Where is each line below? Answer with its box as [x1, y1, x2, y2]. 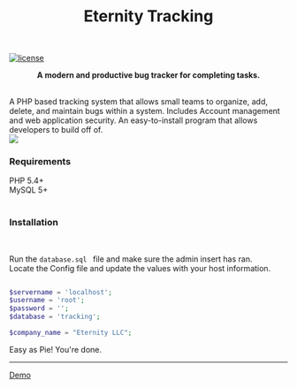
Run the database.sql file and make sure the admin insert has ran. [9, 254, 253, 264]
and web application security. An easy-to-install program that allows [9, 115, 258, 126]
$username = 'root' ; [9, 296, 86, 305]
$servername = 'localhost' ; [9, 287, 113, 297]
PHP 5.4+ [9, 175, 44, 186]
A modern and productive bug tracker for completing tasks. [36, 69, 261, 80]
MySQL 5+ [9, 185, 49, 195]
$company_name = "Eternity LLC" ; [9, 329, 133, 338]
